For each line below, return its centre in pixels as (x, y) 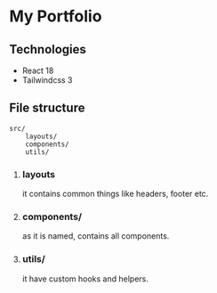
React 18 (38, 70)
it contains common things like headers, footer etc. (115, 194)
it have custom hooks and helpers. (85, 279)
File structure (47, 108)
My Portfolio (56, 16)
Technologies (48, 49)
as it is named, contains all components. (96, 236)
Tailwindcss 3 (47, 80)
